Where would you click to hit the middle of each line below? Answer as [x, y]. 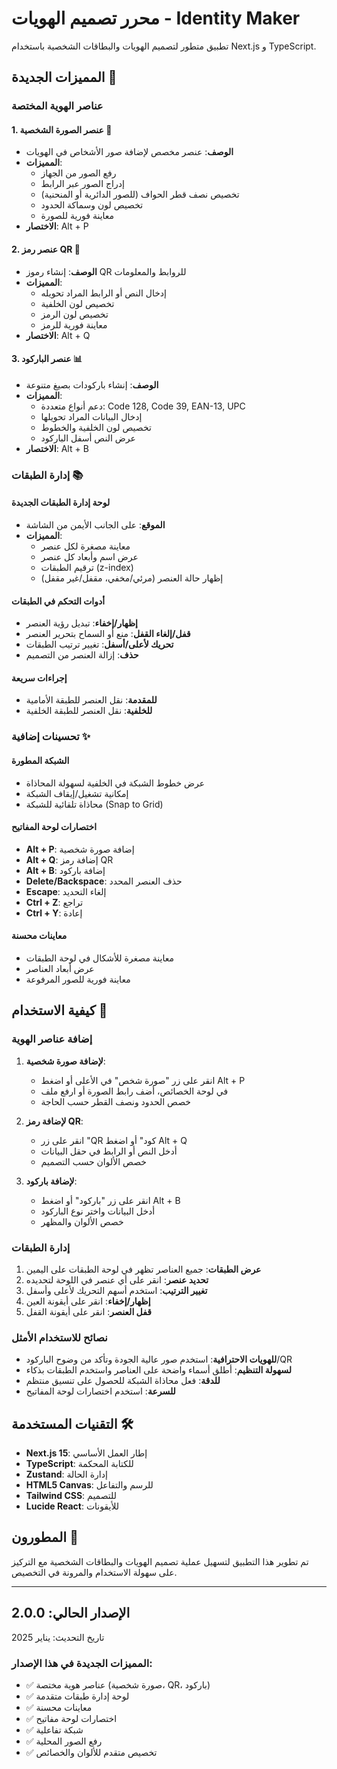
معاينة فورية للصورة [77, 216]
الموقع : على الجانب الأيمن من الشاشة [95, 524]
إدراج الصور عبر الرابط [82, 184]
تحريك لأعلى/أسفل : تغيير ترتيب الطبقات [99, 644]
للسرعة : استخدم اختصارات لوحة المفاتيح [100, 1391]
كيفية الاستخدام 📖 [59, 1010]
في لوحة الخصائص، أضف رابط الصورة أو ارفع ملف [134, 1091]
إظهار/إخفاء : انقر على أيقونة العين [88, 1301]
